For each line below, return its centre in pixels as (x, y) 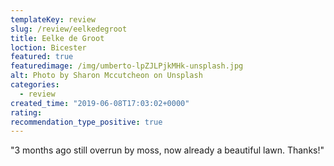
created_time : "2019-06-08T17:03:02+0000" (100, 103)
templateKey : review (53, 19)
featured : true (42, 57)
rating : (26, 112)
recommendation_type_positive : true (86, 122)
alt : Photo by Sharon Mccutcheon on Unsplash (106, 76)
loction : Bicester (48, 47)
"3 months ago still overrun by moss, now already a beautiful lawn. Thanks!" (167, 150)
